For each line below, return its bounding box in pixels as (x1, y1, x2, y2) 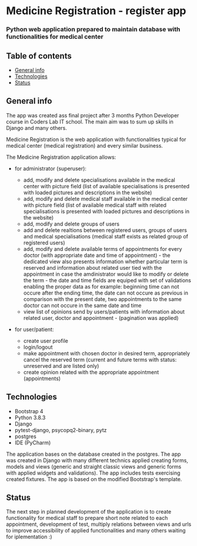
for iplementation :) (6, 533, 52, 541)
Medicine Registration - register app (6, 4, 186, 18)
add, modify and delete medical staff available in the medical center (23, 195, 188, 202)
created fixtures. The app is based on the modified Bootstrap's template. (6, 475, 182, 482)
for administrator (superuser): (14, 165, 87, 172)
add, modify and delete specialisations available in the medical (23, 176, 175, 184)
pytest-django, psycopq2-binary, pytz (14, 426, 107, 433)
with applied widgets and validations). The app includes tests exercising (6, 469, 181, 476)
